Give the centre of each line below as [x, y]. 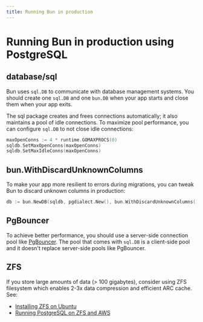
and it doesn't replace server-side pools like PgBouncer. [76, 248]
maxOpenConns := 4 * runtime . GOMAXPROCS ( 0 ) [62, 140]
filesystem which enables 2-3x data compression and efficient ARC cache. [99, 288]
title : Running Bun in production [50, 12]
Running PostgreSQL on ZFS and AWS [63, 312]
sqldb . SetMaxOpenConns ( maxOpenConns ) [54, 146]
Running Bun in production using [90, 41]
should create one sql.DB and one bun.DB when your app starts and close [97, 98]
